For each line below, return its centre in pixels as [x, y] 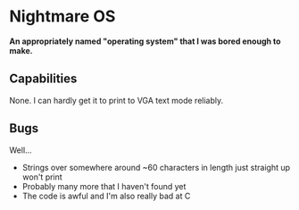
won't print [42, 177]
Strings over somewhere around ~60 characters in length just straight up [156, 167]
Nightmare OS [62, 17]
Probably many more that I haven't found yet [104, 186]
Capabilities [43, 79]
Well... [21, 150]
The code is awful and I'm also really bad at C [106, 196]
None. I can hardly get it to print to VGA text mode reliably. [116, 100]
